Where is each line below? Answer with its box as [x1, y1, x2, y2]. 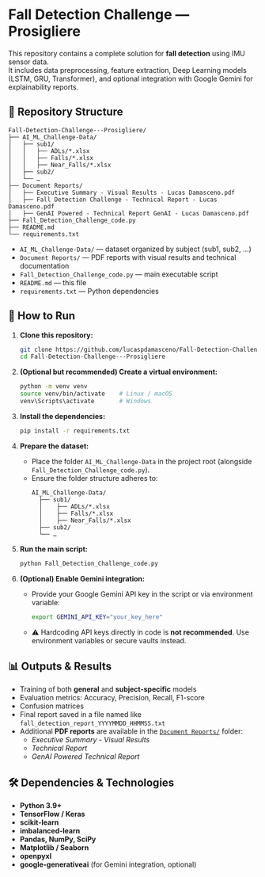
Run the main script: [19, 544, 89, 554]
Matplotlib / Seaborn [19, 843, 89, 852]
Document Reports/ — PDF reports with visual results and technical [19, 252, 237, 262]
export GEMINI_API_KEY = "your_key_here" [31, 612, 164, 621]
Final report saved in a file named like [19, 710, 142, 719]
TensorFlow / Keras [19, 810, 85, 819]
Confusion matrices [19, 701, 85, 711]
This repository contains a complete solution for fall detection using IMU [8, 48, 245, 58]
